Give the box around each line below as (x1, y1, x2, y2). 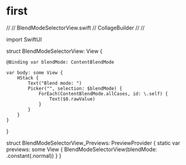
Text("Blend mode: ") (28, 80, 82, 86)
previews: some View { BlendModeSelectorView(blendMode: (6, 146, 158, 153)
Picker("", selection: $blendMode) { (28, 86, 122, 92)
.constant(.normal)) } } (6, 152, 62, 159)
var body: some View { (6, 69, 63, 76)
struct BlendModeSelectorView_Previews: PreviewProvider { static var (6, 139, 181, 146)
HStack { (17, 75, 39, 81)
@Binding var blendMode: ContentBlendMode (6, 59, 114, 65)
